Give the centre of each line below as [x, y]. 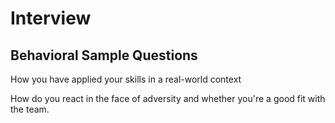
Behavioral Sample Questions [104, 55]
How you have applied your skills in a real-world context [126, 79]
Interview [51, 18]
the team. [30, 109]
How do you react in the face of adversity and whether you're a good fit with [168, 98]
